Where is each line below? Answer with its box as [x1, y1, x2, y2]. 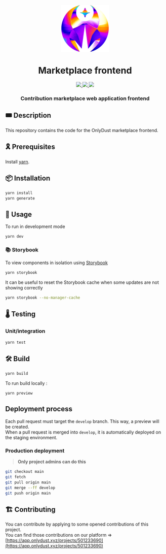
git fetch [5, 474, 26, 479]
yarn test [5, 340, 26, 345]
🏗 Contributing [5, 505, 56, 514]
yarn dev [5, 234, 24, 239]
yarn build [5, 371, 28, 376]
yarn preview [5, 391, 33, 396]
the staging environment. [5, 434, 58, 440]
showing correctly [5, 285, 43, 290]
